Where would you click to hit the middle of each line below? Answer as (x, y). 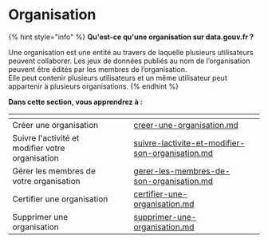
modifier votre (39, 148)
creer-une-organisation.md (186, 125)
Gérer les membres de (54, 171)
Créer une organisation (55, 125)
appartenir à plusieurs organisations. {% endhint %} (94, 86)
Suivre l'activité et (46, 137)
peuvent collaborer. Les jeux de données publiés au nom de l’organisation (129, 61)
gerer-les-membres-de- (182, 171)
